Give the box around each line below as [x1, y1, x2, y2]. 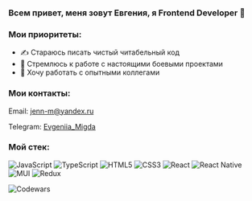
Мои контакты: [8, 88, 71, 99]
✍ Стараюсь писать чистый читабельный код [19, 47, 180, 57]
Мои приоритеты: [8, 28, 82, 39]
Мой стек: [8, 142, 50, 153]
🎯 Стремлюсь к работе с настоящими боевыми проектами [19, 59, 224, 69]
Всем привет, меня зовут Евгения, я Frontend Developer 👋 [8, 7, 246, 18]
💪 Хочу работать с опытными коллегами [19, 68, 160, 77]
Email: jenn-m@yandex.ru [8, 106, 94, 116]
